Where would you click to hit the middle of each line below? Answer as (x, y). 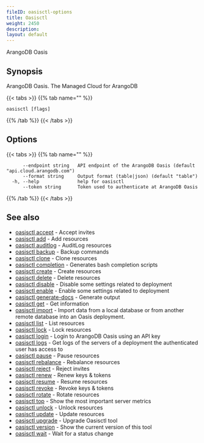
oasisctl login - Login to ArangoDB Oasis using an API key (88, 336)
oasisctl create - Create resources (58, 271)
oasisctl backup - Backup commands (62, 252)
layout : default (27, 35)
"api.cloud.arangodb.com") (41, 171)
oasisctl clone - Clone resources (56, 258)
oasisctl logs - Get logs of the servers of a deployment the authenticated (107, 342)
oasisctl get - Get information (52, 304)
